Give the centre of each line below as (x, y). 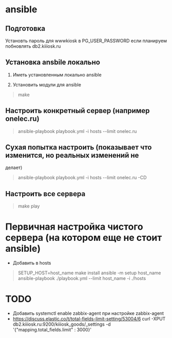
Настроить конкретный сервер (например (78, 111)
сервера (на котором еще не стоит (84, 238)
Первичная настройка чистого (74, 227)
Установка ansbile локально (53, 62)
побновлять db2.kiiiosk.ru (33, 46)
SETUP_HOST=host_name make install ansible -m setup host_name (89, 273)
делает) (14, 167)
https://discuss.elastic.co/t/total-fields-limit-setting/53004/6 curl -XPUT (89, 319)
